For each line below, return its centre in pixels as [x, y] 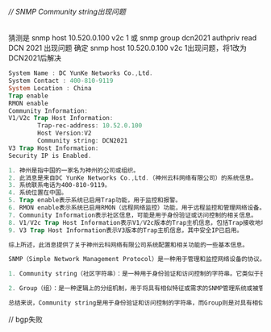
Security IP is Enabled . [50, 156]
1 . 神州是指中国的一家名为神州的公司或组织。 [74, 170]
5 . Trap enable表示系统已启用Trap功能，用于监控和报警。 [95, 201]
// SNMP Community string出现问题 [67, 11]
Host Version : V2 [65, 133]
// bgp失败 [25, 319]
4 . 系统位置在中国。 [38, 193]
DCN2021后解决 [35, 58]
